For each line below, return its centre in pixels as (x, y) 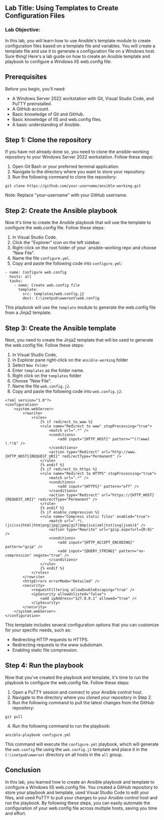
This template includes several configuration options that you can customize (82, 625)
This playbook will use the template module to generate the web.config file (80, 308)
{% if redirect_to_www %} (66, 422)
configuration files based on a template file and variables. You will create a (80, 46)
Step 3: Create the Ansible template (61, 328)
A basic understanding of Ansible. (46, 125)
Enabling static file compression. (45, 650)
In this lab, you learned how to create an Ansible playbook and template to (80, 782)
